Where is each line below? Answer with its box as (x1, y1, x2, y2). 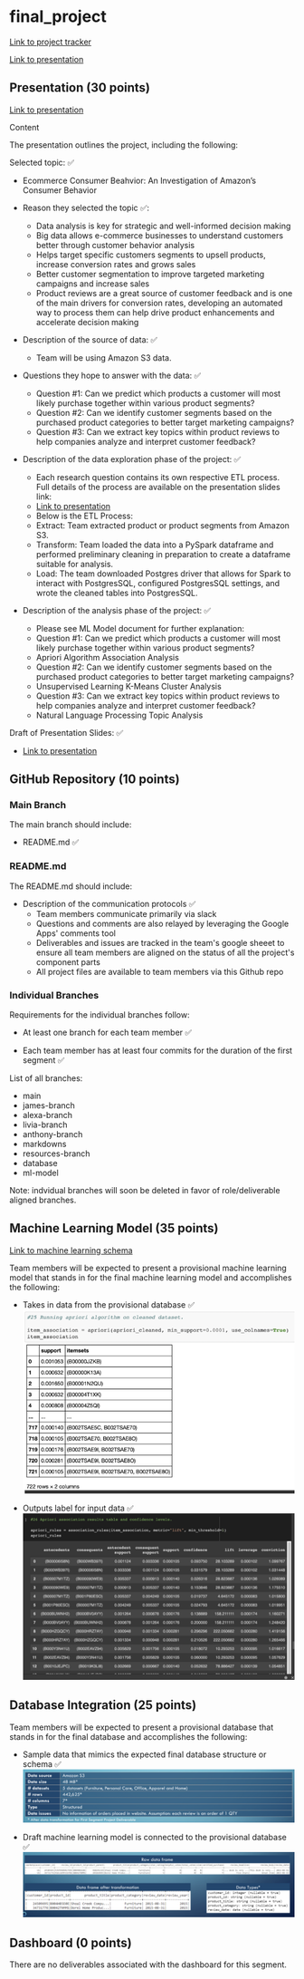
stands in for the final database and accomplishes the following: (9, 1731, 248, 1742)
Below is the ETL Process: (35, 510, 134, 521)
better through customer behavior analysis (35, 239, 195, 250)
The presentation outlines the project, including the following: (9, 139, 238, 150)
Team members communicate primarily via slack (35, 908, 217, 919)
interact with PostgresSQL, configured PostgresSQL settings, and (35, 577, 280, 588)
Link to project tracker (9, 36, 92, 47)
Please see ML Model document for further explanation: (35, 623, 244, 633)
